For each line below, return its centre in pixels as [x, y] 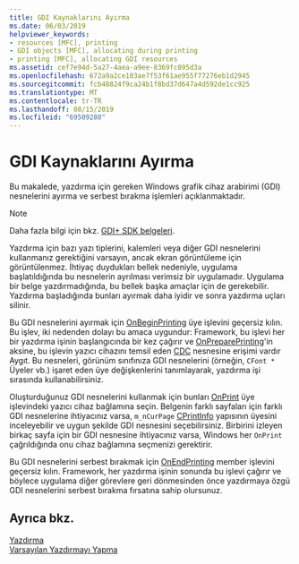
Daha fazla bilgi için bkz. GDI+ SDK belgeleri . [92, 231]
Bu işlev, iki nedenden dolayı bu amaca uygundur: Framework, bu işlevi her [147, 332]
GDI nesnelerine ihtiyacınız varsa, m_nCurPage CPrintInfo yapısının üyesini [143, 416]
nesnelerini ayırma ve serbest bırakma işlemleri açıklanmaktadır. [127, 196]
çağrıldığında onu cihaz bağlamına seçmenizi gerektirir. [111, 445]
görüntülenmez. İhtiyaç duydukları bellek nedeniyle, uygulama [124, 267]
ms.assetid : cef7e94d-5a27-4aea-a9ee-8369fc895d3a [106, 68]
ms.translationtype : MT [54, 92]
